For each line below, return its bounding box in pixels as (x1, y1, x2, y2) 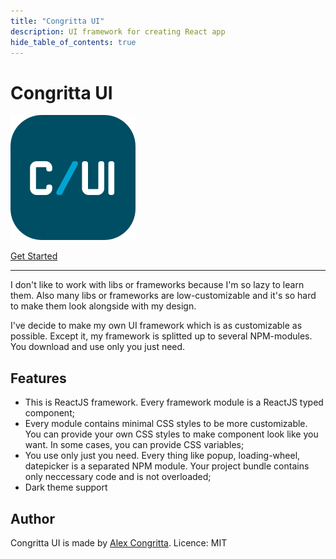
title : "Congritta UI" (10, 16, 105, 26)
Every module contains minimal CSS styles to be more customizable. (24, 418, 308, 430)
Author (10, 510, 55, 527)
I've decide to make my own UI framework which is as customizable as (10, 320, 303, 332)
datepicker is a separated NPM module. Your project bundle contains (24, 460, 310, 472)
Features (10, 370, 67, 387)
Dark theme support (24, 481, 108, 494)
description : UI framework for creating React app (10, 26, 226, 37)
